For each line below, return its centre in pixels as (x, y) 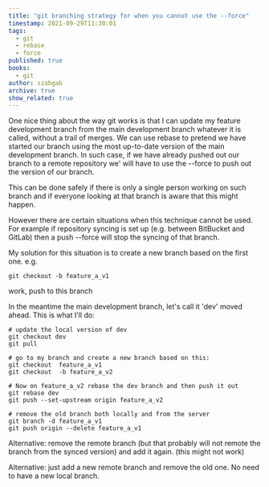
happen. (22, 205)
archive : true (32, 90)
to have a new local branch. (54, 476)
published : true (35, 61)
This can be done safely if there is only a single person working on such (127, 188)
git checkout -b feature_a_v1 (59, 276)
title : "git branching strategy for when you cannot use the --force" (129, 16)
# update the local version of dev (68, 330)
